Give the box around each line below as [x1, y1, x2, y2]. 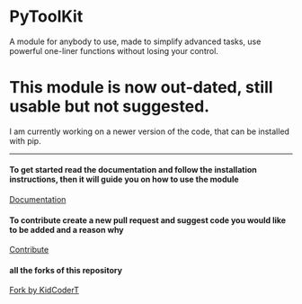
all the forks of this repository [9, 264, 123, 275]
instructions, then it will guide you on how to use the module [9, 174, 240, 185]
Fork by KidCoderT [9, 285, 79, 296]
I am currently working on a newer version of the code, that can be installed [9, 126, 290, 137]
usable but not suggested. [9, 96, 209, 117]
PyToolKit [9, 6, 84, 27]
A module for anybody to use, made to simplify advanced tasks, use [9, 36, 262, 47]
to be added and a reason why [9, 224, 124, 235]
